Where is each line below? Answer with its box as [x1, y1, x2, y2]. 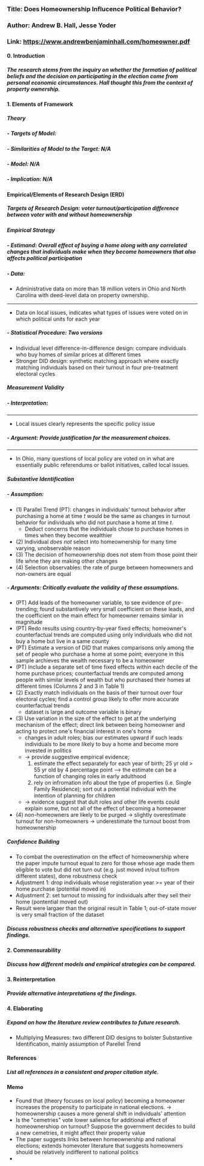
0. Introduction [7, 52, 45, 59]
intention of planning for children [33, 792, 116, 799]
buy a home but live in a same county [15, 638, 110, 645]
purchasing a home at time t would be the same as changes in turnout [15, 512, 190, 519]
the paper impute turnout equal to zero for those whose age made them [15, 860, 195, 867]
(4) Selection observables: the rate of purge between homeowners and [15, 563, 193, 571]
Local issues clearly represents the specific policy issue [15, 420, 156, 428]
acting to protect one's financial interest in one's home [15, 728, 152, 735]
